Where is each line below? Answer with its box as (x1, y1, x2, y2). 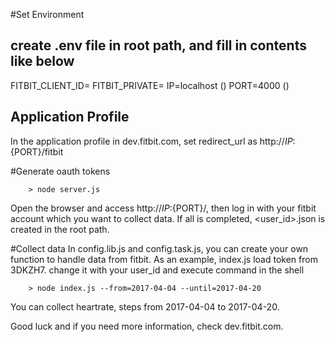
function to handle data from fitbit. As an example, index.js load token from (10, 253, 318, 265)
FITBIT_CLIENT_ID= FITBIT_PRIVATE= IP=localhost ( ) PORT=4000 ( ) (10, 79, 290, 91)
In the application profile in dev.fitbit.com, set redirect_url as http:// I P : (10, 135, 296, 147)
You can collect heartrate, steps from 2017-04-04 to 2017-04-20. (10, 300, 280, 313)
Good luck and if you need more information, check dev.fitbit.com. (10, 320, 284, 332)
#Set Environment (10, 9, 85, 20)
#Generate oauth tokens (10, 165, 111, 177)
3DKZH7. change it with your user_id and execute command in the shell (10, 264, 305, 276)
